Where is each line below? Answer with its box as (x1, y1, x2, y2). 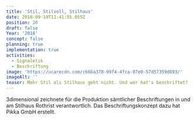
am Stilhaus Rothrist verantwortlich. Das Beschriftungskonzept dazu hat (6, 102, 181, 109)
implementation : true (6, 47, 59, 53)
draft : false (6, 25, 38, 31)
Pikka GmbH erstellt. (6, 108, 56, 115)
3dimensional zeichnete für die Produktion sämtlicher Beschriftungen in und (6, 96, 191, 103)
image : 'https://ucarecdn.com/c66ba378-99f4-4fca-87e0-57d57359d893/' (6, 69, 183, 75)
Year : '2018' (6, 31, 38, 36)
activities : (6, 52, 35, 58)
